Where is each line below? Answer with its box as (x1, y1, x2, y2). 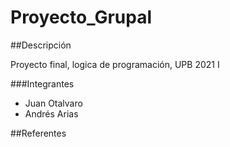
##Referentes (10, 127, 67, 139)
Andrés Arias (24, 107, 79, 120)
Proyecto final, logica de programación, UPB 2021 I (10, 58, 220, 70)
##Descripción (10, 39, 72, 51)
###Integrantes (10, 77, 75, 90)
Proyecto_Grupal (10, 6, 153, 29)
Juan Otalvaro (24, 97, 83, 109)
